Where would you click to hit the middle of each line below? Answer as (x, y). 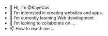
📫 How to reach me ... (32, 28)
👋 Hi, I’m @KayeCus (30, 8)
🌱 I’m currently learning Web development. (52, 18)
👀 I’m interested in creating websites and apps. (56, 13)
